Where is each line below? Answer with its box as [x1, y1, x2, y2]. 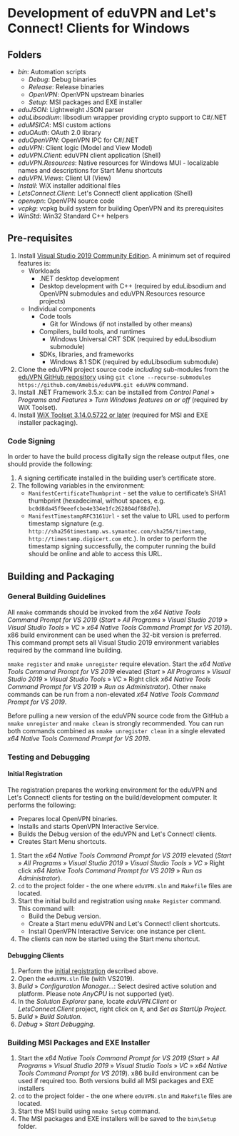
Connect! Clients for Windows [7, 20, 190, 36]
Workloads [28, 266, 61, 275]
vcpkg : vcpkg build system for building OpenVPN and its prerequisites [17, 204, 224, 212]
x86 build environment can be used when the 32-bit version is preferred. [7, 630, 221, 639]
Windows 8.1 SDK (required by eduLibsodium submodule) [49, 357, 219, 366]
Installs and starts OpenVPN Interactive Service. [17, 822, 159, 830]
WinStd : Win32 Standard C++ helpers [17, 212, 129, 220]
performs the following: [7, 800, 76, 809]
